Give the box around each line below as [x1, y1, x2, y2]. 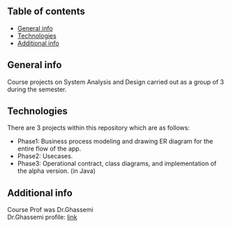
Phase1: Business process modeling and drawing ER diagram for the [17, 137, 214, 146]
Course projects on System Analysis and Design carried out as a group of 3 [7, 77, 225, 86]
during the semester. [7, 85, 67, 93]
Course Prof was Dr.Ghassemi [7, 206, 94, 214]
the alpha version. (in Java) [17, 167, 96, 175]
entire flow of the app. [17, 144, 82, 153]
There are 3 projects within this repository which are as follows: [7, 123, 190, 132]
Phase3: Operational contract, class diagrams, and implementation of [17, 160, 217, 168]
